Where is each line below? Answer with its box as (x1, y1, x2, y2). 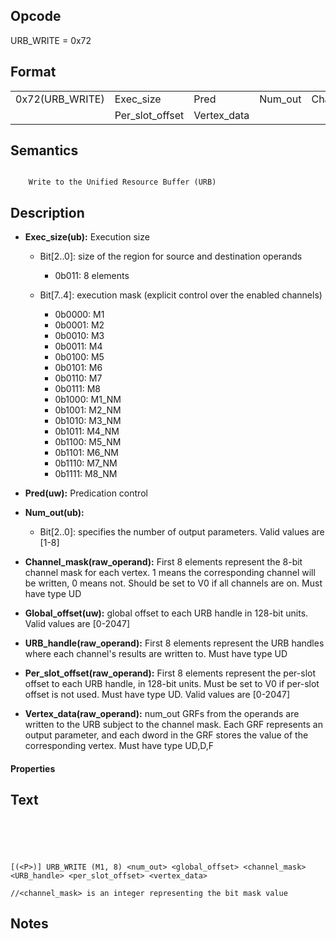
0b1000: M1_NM (54, 394, 122, 406)
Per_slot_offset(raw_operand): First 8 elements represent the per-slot (24, 667, 317, 679)
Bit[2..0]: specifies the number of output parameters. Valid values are (39, 526, 325, 538)
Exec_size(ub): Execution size (24, 231, 150, 243)
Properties (10, 762, 56, 774)
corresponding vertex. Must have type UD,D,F (24, 740, 214, 752)
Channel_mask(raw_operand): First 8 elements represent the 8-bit (24, 556, 303, 568)
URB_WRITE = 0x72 (10, 34, 92, 46)
